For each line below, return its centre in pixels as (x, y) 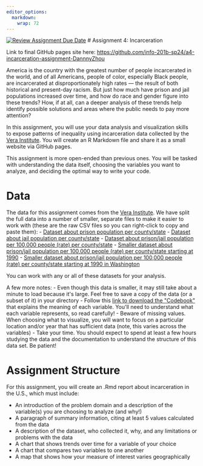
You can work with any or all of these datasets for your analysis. (86, 276)
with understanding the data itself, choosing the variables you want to (93, 165)
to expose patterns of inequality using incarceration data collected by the (98, 133)
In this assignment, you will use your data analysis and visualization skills (98, 127)
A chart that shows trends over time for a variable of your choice (96, 444)
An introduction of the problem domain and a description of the (94, 405)
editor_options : (27, 12)
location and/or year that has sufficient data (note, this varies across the (96, 326)
